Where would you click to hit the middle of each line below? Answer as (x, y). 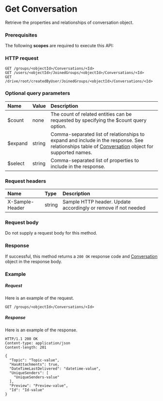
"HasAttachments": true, (34, 364)
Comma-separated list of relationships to (98, 134)
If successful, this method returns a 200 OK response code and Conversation (81, 256)
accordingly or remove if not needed (104, 208)
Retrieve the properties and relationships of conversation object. (69, 22)
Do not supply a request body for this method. (51, 233)
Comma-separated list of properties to (95, 160)
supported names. (71, 152)
